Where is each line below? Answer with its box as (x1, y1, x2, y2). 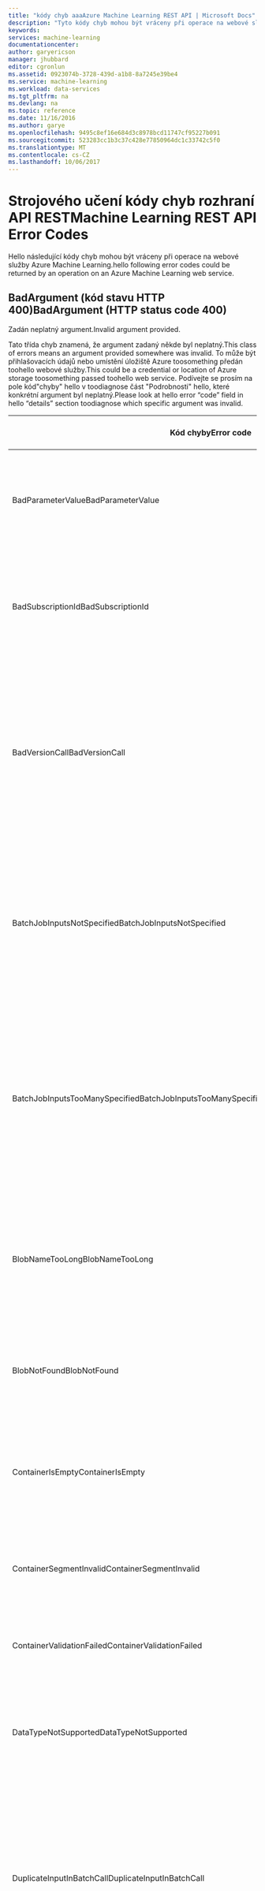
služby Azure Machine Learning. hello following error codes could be (8, 260, 230, 270)
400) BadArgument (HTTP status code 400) (8, 304, 227, 317)
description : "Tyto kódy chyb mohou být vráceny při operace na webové (8, 19, 248, 27)
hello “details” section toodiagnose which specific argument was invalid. (8, 398, 244, 408)
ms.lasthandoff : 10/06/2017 (8, 159, 101, 166)
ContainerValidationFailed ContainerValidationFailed (12, 1639, 203, 1650)
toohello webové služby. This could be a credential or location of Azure (8, 364, 237, 375)
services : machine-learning (8, 33, 101, 42)
